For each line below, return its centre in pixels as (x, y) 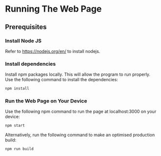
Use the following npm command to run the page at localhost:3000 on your (81, 112)
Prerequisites (26, 27)
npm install (17, 88)
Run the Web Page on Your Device (46, 101)
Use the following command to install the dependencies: (61, 80)
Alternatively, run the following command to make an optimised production (80, 135)
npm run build (20, 149)
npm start (15, 126)
